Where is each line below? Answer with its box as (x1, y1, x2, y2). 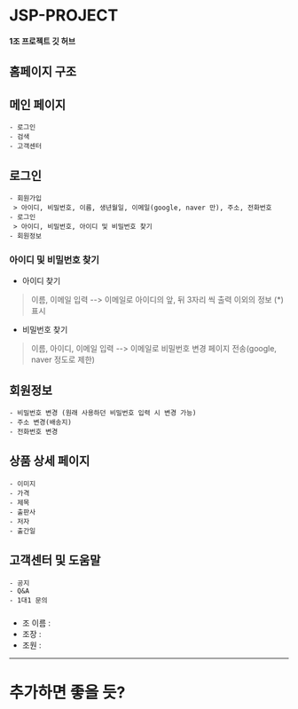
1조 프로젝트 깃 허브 (9, 35, 76, 46)
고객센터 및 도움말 (9, 553, 101, 568)
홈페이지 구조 (9, 64, 77, 80)
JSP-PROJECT (9, 5, 119, 26)
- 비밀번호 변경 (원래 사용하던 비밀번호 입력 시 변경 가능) (9, 409, 197, 418)
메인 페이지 (9, 97, 67, 112)
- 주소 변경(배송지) (9, 418, 73, 427)
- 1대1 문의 (9, 595, 48, 604)
